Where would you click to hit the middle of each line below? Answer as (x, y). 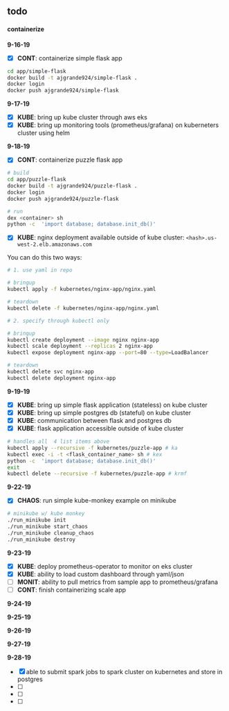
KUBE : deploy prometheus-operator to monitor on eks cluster (105, 566)
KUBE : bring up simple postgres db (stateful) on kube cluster (104, 412)
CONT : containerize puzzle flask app (70, 160)
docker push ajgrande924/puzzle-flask (63, 199)
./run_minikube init (37, 520)
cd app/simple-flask (37, 71)
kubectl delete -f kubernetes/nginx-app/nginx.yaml (83, 308)
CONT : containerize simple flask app (70, 58)
